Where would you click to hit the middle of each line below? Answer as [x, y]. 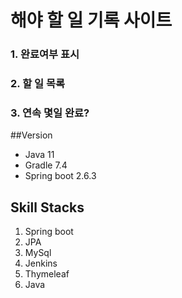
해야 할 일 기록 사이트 [91, 20]
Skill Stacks [47, 207]
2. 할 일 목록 [38, 84]
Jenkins [41, 263]
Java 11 [39, 155]
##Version [31, 135]
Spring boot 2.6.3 [60, 176]
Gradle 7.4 [46, 165]
